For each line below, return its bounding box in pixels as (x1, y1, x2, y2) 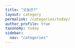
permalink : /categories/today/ (5, 16, 70, 21)
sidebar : (5, 30, 23, 35)
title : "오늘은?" (5, 7, 38, 12)
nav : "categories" (9, 35, 48, 40)
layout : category (5, 12, 41, 17)
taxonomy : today (5, 26, 39, 31)
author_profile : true (5, 21, 50, 26)
